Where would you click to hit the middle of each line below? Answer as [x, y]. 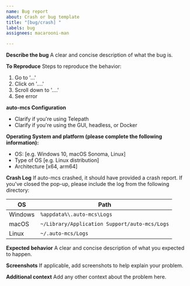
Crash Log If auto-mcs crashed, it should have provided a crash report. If [94, 178]
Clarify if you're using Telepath [52, 119]
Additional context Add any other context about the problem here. [86, 277]
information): [23, 143]
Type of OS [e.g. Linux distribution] [57, 160]
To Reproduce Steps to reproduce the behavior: [64, 66]
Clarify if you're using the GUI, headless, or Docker [76, 125]
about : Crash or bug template [43, 17]
